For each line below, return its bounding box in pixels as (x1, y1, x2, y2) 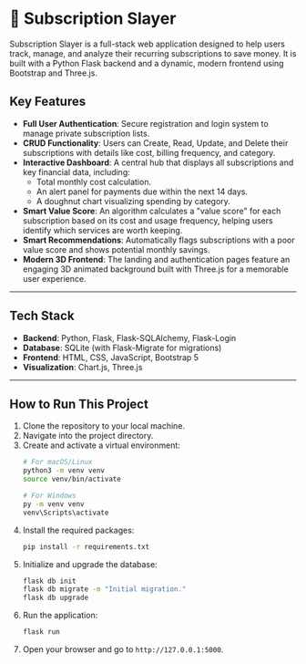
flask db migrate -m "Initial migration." (22, 585, 187, 594)
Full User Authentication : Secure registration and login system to (22, 118, 269, 129)
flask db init (22, 576, 76, 586)
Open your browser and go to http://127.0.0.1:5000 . (22, 644, 224, 655)
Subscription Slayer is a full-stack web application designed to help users (9, 38, 285, 49)
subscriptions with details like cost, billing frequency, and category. (22, 147, 276, 158)
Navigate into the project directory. (22, 431, 154, 441)
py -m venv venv (22, 499, 85, 509)
